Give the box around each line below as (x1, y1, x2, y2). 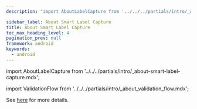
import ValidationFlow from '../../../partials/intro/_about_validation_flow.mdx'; (6, 85, 189, 92)
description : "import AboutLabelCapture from (6, 8, 119, 15)
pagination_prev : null (6, 36, 62, 41)
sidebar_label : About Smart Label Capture (6, 19, 111, 25)
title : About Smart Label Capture (6, 24, 91, 30)
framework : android (6, 41, 54, 47)
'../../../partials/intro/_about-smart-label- (84, 68, 181, 75)
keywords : (6, 46, 30, 52)
